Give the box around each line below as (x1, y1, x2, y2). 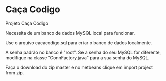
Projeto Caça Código (5, 20, 49, 26)
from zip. (5, 69, 24, 76)
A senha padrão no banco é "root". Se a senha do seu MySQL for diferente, (5, 49, 161, 55)
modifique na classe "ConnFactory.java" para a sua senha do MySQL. (5, 54, 150, 61)
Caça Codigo (5, 4, 60, 15)
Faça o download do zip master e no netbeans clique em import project (5, 64, 153, 70)
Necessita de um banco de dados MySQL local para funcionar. (5, 30, 135, 36)
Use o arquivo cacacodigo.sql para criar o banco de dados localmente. (5, 39, 152, 46)
